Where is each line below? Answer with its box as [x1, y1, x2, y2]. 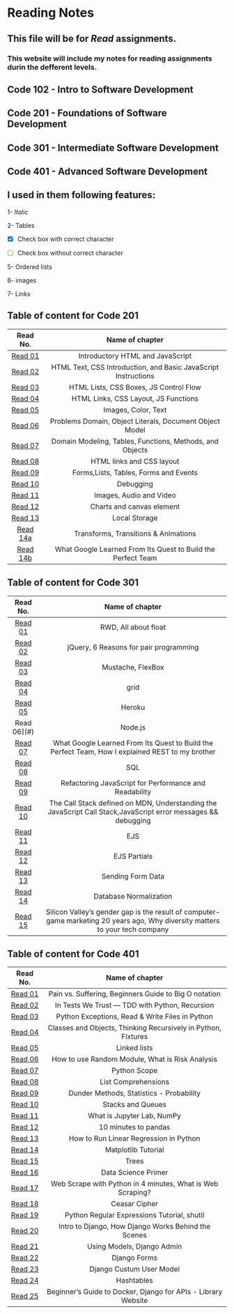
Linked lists [116, 1043, 153, 1053]
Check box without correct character [17, 249, 123, 257]
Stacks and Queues [102, 1099, 167, 1109]
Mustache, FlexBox [102, 662, 165, 672]
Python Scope [111, 1066, 158, 1076]
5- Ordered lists [7, 263, 52, 271]
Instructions [116, 371, 155, 380]
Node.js [120, 722, 146, 732]
